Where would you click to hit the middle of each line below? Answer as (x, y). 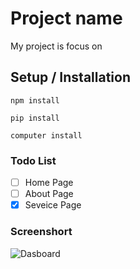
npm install (35, 100)
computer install (46, 135)
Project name (66, 18)
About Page (49, 194)
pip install (35, 118)
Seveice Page (53, 205)
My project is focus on (56, 46)
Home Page (49, 183)
